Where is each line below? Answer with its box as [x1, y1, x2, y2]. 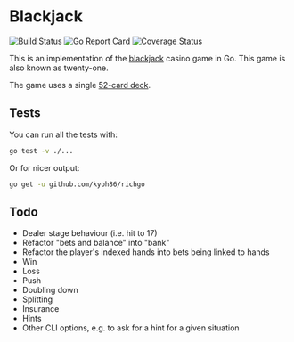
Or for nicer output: [9, 162, 80, 173]
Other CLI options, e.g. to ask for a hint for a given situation [21, 322, 240, 333]
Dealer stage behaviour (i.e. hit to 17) [21, 228, 158, 239]
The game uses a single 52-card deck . [9, 79, 151, 90]
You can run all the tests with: [9, 129, 118, 140]
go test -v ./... [9, 146, 74, 155]
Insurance [21, 304, 60, 314]
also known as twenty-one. [9, 62, 109, 73]
